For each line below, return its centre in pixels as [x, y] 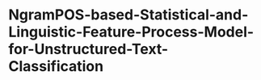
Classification [56, 67]
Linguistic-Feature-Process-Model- [131, 32]
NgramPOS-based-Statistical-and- [128, 15]
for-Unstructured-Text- [88, 49]
